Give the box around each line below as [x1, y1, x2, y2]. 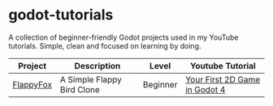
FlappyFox [12, 78, 53, 90]
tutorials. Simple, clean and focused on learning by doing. [8, 40, 201, 50]
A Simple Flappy [59, 74, 122, 85]
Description [74, 60, 121, 71]
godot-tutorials [8, 6, 114, 24]
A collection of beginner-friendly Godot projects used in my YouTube [8, 32, 239, 42]
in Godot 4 [185, 83, 226, 95]
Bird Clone [59, 83, 100, 95]
